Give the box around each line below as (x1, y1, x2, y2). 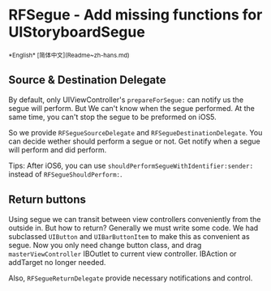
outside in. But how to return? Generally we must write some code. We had (8, 223, 259, 233)
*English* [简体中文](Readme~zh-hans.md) (8, 51, 130, 59)
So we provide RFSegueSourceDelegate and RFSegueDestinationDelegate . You (8, 127, 263, 137)
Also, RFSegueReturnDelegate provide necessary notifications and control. (8, 273, 253, 283)
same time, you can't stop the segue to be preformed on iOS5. (8, 112, 217, 122)
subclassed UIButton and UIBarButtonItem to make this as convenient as (8, 231, 250, 241)
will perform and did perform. (8, 144, 107, 155)
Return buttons (8, 193, 87, 207)
